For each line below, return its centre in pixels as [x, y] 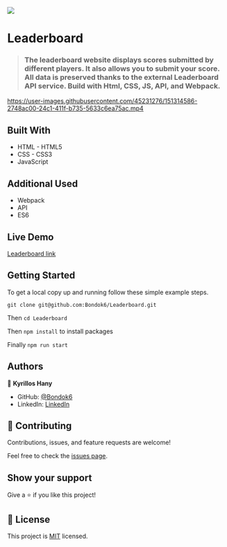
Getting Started [41, 275]
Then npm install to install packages [60, 331]
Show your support [50, 478]
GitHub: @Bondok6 [45, 396]
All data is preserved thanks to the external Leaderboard [121, 78]
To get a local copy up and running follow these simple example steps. [108, 292]
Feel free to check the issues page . [57, 456]
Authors [25, 367]
